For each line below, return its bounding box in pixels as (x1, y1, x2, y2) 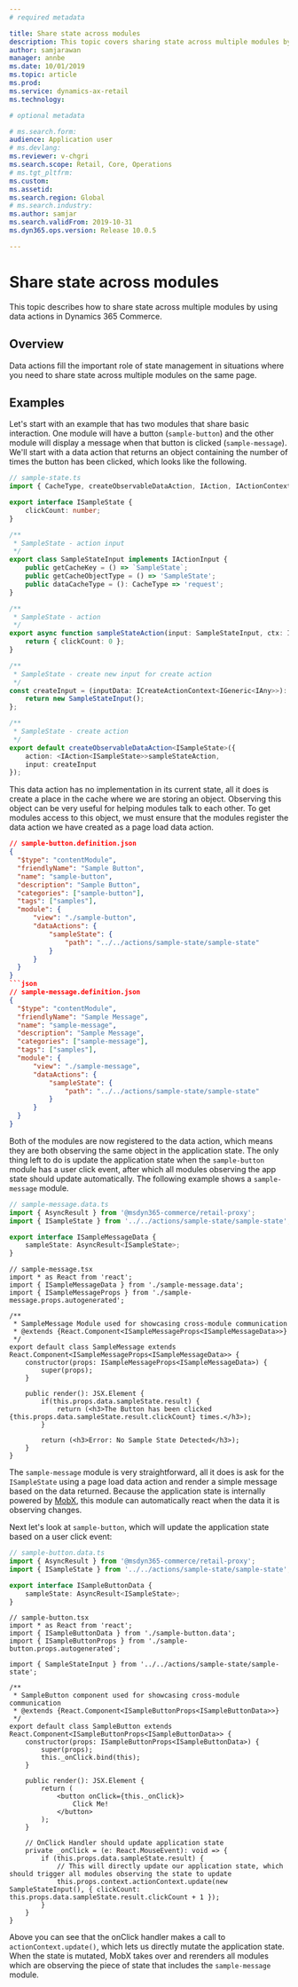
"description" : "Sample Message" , (17, 1029, 145, 1038)
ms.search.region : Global (9, 193, 105, 202)
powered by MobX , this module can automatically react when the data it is (9, 1495, 280, 1506)
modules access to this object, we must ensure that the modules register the (9, 813, 289, 824)
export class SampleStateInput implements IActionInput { (9, 556, 228, 564)
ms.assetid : (9, 185, 53, 193)
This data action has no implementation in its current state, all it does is (9, 785, 269, 795)
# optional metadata (9, 111, 86, 120)
